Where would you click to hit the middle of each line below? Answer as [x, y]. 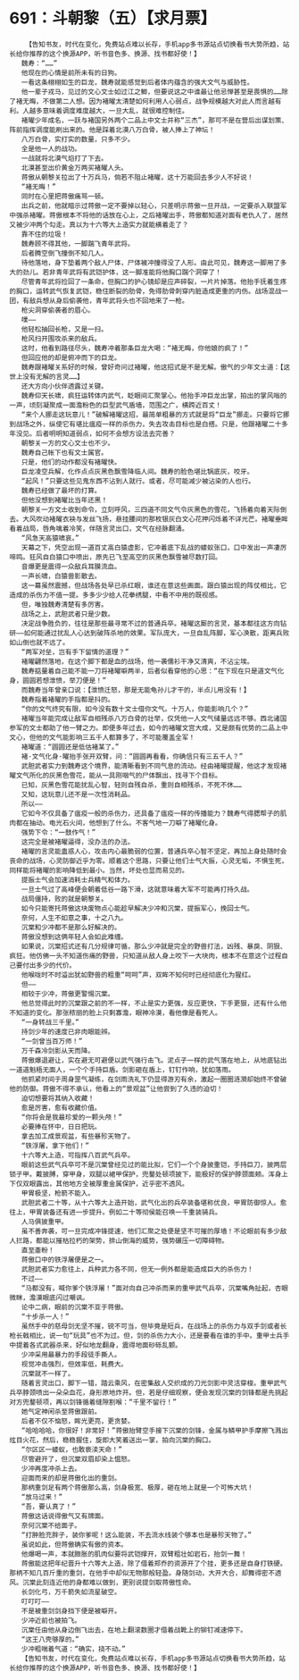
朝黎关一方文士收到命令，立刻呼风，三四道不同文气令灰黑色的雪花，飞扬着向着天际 [151, 509]
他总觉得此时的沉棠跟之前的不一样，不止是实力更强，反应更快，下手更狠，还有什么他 [154, 1003]
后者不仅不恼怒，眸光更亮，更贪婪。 [78, 1421]
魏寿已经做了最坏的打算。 [61, 491]
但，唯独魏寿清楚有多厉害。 [65, 604]
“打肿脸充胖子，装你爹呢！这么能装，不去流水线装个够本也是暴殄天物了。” [137, 1535]
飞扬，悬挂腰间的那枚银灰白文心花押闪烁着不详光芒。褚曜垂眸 [191, 519]
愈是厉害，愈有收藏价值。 [61, 1108]
